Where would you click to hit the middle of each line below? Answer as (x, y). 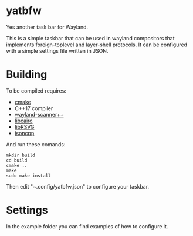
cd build (17, 160)
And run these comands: (36, 144)
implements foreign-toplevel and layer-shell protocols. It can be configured (97, 45)
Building (27, 75)
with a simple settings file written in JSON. (57, 50)
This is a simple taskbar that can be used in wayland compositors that (90, 38)
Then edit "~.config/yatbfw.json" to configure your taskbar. (78, 186)
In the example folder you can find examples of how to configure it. (87, 226)
